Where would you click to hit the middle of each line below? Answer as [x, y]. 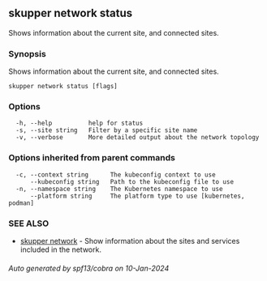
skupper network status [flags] [63, 87]
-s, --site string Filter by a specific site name [107, 130]
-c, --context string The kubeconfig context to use [116, 175]
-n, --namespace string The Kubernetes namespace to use [119, 189]
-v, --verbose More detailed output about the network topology [138, 138]
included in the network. [60, 249]
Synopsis [27, 53]
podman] [22, 203]
